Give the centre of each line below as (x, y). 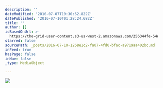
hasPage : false (20, 54)
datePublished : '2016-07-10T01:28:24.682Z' (50, 18)
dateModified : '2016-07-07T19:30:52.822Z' (49, 14)
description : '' (21, 9)
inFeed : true (18, 50)
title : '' (15, 23)
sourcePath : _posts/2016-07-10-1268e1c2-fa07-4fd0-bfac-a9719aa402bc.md (80, 45)
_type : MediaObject (25, 63)
